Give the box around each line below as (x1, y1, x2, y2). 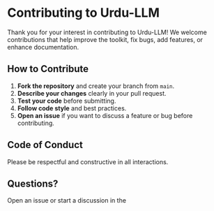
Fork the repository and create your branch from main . (17, 82, 175, 90)
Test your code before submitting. (17, 96, 116, 105)
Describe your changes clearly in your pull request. (17, 89, 167, 97)
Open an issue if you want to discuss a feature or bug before (17, 111, 193, 119)
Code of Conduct (7, 139, 84, 151)
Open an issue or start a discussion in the (7, 196, 127, 205)
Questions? (7, 177, 59, 189)
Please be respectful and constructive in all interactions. (7, 157, 169, 166)
